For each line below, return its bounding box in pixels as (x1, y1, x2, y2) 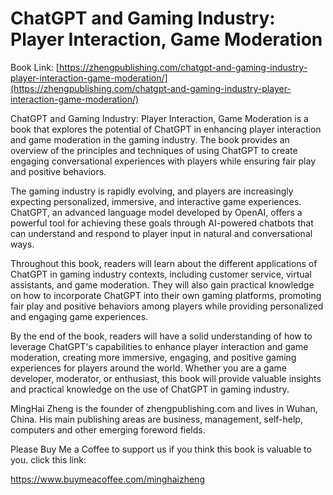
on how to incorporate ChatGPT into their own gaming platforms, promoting (10, 289, 322, 301)
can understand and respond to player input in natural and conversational (10, 227, 313, 239)
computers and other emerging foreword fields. (10, 423, 206, 436)
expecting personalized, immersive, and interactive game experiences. (10, 195, 302, 207)
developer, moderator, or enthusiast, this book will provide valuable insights (10, 372, 322, 384)
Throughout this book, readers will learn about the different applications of (10, 257, 318, 269)
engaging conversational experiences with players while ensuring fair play (10, 155, 316, 167)
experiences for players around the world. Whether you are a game (10, 362, 287, 374)
